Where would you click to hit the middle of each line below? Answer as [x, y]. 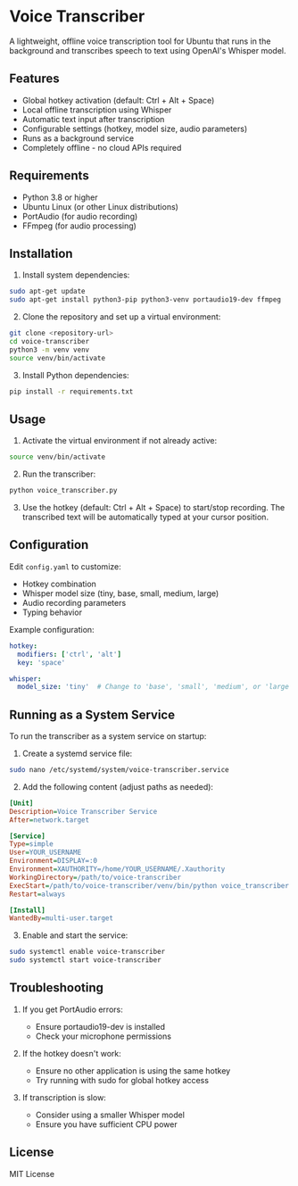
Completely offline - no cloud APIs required [102, 147]
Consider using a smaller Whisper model [110, 1115]
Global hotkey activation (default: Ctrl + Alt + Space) [118, 100]
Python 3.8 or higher [60, 197]
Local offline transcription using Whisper [97, 110]
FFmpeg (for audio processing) [79, 226]
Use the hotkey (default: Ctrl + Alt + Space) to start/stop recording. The [153, 508]
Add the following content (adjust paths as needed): [118, 786]
